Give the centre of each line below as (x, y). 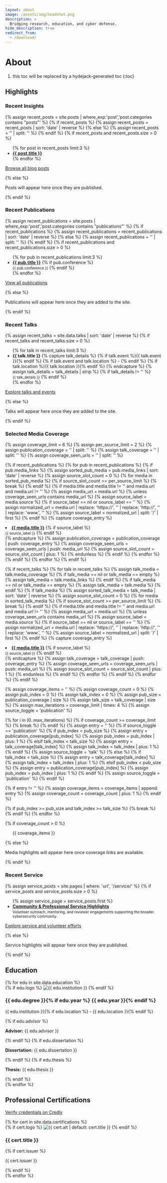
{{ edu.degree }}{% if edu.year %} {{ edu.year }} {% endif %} (81, 1000)
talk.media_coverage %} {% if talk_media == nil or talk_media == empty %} (83, 575)
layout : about (20, 10)
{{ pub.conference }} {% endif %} (43, 268)
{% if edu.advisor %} (27, 1021)
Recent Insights (24, 106)
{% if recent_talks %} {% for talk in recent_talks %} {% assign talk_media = (82, 569)
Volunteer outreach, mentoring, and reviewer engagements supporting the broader (83, 912)
